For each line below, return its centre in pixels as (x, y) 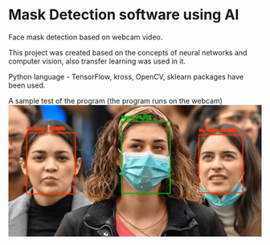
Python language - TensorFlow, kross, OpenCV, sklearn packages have (126, 76)
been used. (27, 85)
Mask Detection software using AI (124, 15)
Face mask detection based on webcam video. (86, 37)
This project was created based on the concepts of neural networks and (128, 52)
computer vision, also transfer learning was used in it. (97, 61)
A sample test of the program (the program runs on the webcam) (116, 100)
